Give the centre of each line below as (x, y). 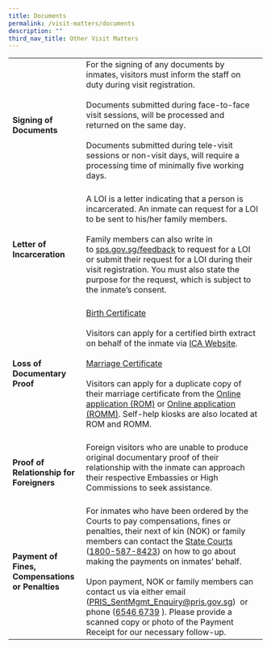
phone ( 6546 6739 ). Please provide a (159, 612)
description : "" (35, 31)
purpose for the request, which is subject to (169, 280)
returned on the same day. (136, 125)
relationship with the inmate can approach (166, 468)
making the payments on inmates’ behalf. (164, 562)
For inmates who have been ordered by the (167, 511)
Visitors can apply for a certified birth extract (171, 334)
